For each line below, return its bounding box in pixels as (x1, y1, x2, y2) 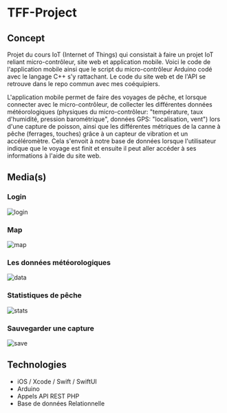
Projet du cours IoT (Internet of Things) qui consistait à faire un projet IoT (7, 50, 214, 59)
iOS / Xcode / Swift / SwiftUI (17, 377, 98, 385)
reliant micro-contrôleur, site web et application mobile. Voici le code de (7, 58, 211, 66)
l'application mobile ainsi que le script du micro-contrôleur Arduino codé (7, 65, 213, 73)
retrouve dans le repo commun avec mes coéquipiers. (7, 80, 160, 87)
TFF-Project (7, 5, 77, 21)
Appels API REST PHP (17, 392, 80, 400)
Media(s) (7, 171, 47, 183)
